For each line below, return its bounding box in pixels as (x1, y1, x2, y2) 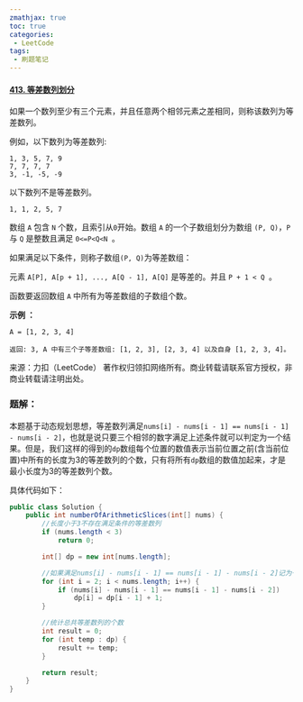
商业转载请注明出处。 (9, 373, 88, 384)
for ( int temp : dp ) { (41, 634, 127, 644)
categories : (9, 30, 54, 39)
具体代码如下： (9, 484, 65, 496)
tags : (9, 47, 30, 56)
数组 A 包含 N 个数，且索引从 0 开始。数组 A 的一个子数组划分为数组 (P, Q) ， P (9, 222, 291, 232)
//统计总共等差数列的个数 (41, 618, 124, 627)
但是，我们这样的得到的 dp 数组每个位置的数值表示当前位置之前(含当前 (24, 442, 281, 453)
